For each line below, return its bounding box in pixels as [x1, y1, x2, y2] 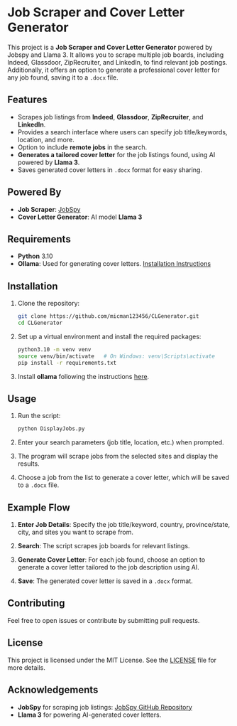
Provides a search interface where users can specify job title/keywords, [17, 127, 228, 136]
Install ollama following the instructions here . [17, 372, 150, 380]
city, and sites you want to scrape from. [17, 528, 133, 537]
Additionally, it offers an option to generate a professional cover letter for [7, 65, 220, 74]
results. [17, 459, 40, 468]
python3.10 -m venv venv [17, 346, 92, 353]
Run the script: [17, 412, 61, 420]
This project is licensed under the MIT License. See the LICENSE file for [7, 656, 217, 664]
